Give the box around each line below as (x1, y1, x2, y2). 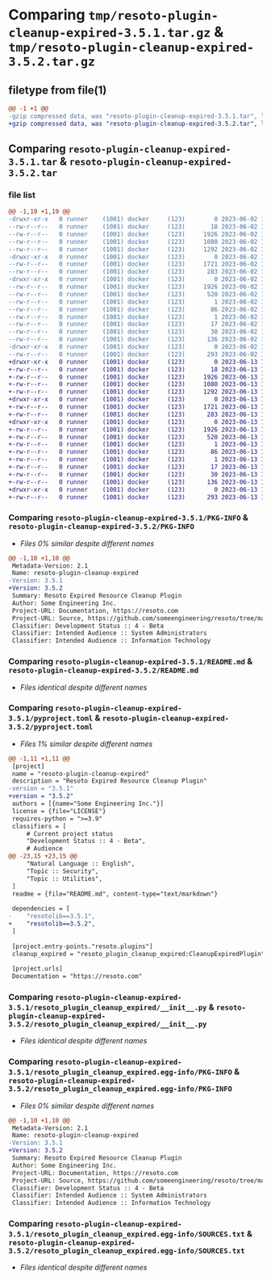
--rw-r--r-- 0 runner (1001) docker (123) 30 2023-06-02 (8, 328, 258, 336)
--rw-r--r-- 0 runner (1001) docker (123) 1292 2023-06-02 (8, 245, 258, 254)
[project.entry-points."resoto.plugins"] (11, 942, 153, 951)
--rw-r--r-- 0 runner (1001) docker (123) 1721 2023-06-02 (8, 260, 258, 268)
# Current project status (26, 829, 114, 837)
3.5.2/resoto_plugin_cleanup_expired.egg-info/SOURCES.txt (8, 1246, 245, 1256)
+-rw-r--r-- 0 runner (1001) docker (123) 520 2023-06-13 (8, 433, 258, 441)
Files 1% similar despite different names (19, 739, 153, 749)
